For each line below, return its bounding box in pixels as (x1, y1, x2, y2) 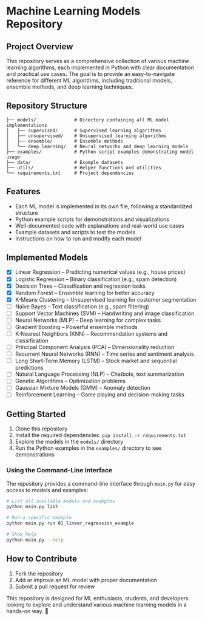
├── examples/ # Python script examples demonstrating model (6, 149, 194, 155)
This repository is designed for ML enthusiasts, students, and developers (6, 594, 189, 602)
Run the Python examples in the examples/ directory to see (15, 444, 162, 452)
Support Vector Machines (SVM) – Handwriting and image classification (15, 310, 195, 317)
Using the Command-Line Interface (6, 466, 113, 475)
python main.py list (6, 504, 59, 510)
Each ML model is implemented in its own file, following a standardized (15, 202, 192, 210)
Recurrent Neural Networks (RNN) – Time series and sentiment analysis (15, 350, 194, 358)
